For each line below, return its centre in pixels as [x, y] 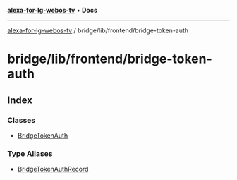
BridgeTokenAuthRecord [53, 169]
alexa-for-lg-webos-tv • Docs [52, 10]
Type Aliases [30, 153]
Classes [22, 120]
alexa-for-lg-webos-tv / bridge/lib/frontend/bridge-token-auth [98, 30]
